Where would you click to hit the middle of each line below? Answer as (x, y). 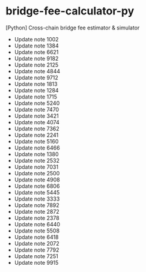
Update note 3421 (36, 116)
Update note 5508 (37, 231)
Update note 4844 (37, 71)
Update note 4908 (37, 180)
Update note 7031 (36, 167)
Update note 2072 (37, 243)
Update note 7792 (37, 250)
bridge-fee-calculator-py (70, 11)
